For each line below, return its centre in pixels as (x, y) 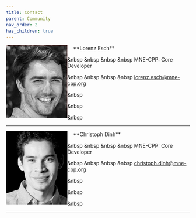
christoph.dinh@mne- (160, 163)
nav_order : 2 (22, 25)
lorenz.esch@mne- (157, 77)
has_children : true (30, 31)
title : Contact (24, 12)
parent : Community (28, 18)
